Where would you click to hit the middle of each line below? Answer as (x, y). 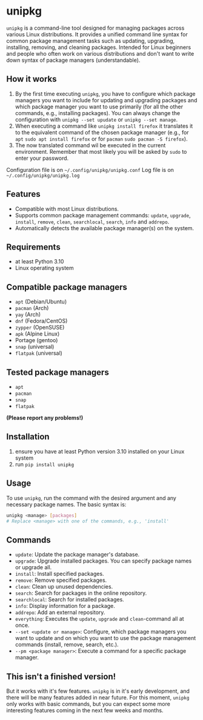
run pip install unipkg (45, 464)
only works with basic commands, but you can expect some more (88, 704)
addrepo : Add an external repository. (60, 612)
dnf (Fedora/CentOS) (41, 321)
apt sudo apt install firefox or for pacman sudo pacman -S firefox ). (101, 139)
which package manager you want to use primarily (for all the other (99, 107)
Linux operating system (44, 268)
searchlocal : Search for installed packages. (69, 599)
